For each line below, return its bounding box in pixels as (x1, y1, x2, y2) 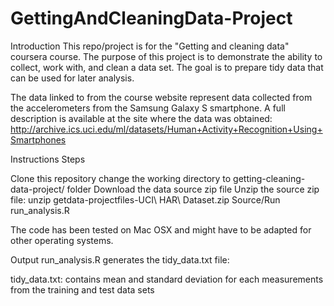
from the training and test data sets (10, 283, 155, 296)
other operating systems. (10, 234, 114, 246)
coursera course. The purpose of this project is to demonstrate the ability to (10, 50, 323, 62)
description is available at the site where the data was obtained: (10, 112, 273, 124)
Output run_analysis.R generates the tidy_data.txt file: (10, 253, 230, 266)
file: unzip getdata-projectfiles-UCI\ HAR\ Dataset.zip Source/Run (10, 193, 281, 206)
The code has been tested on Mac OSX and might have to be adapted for (10, 223, 312, 236)
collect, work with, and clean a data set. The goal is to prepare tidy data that (10, 61, 324, 73)
